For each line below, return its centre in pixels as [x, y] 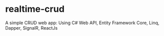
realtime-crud [35, 9]
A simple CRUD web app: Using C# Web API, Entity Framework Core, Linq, [82, 23]
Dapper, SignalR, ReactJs [31, 28]
